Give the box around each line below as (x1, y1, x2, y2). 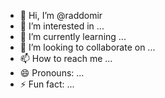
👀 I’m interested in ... (19, 20, 105, 32)
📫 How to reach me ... (19, 53, 113, 64)
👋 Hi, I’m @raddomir (19, 10, 103, 21)
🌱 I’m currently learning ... (19, 31, 127, 42)
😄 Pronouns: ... (19, 67, 85, 79)
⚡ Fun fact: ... (19, 78, 75, 90)
